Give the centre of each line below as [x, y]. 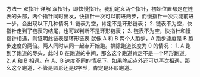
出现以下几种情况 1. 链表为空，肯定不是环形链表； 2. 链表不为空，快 [110, 23]
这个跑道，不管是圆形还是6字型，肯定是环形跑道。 [73, 68]
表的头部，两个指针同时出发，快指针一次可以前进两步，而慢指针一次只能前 [97, 16]
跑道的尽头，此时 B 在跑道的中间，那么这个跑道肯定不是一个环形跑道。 [103, 53]
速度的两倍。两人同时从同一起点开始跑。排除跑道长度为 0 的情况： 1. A [98, 46]
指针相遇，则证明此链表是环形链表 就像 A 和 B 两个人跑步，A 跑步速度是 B [97, 38]
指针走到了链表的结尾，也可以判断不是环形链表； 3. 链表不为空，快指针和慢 [99, 31]
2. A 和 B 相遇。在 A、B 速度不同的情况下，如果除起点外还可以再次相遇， [96, 60]
